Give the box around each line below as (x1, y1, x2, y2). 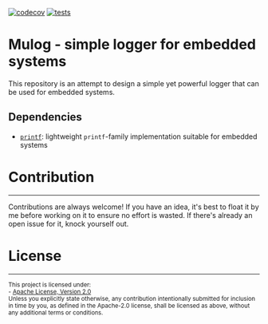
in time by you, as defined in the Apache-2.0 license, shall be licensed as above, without (8, 302, 250, 310)
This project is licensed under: (8, 280, 92, 289)
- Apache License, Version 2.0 (8, 287, 92, 295)
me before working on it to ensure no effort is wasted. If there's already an (8, 210, 253, 219)
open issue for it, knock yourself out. (8, 219, 129, 228)
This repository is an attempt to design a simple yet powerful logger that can (8, 78, 259, 88)
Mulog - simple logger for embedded (8, 36, 257, 53)
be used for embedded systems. (8, 87, 116, 97)
